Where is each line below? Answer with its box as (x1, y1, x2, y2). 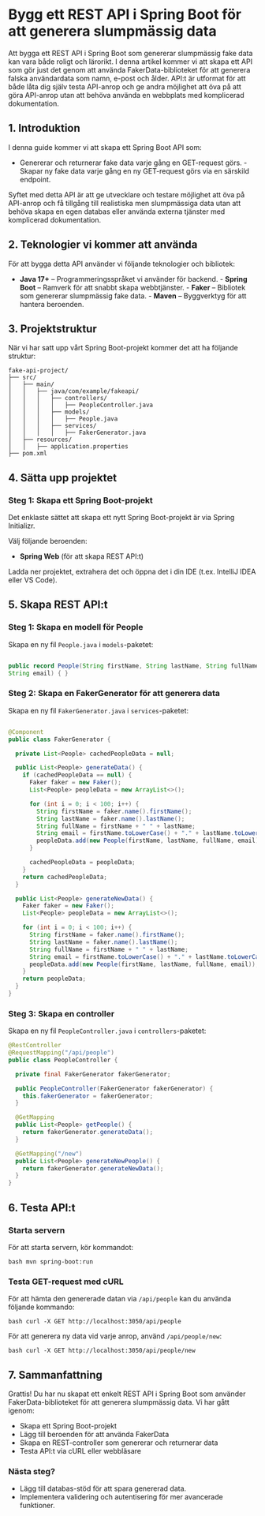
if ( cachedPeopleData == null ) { (22, 771, 132, 779)
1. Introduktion (8, 122, 80, 135)
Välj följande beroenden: (8, 537, 88, 546)
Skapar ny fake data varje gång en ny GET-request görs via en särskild (19, 166, 250, 175)
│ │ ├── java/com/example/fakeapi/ (8, 387, 140, 395)
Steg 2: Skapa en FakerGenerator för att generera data (8, 688, 221, 699)
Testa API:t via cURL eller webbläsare (19, 1447, 142, 1456)
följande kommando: (8, 1302, 75, 1312)
